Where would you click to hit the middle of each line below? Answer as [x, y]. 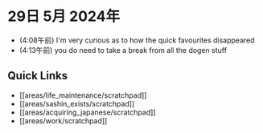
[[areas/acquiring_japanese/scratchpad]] [87, 112]
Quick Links [38, 76]
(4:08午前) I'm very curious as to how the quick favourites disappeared [137, 40]
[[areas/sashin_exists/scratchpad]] [77, 103]
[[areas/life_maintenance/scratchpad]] [83, 95]
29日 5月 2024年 [64, 16]
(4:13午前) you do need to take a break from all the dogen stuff [123, 50]
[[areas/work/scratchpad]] [63, 120]
